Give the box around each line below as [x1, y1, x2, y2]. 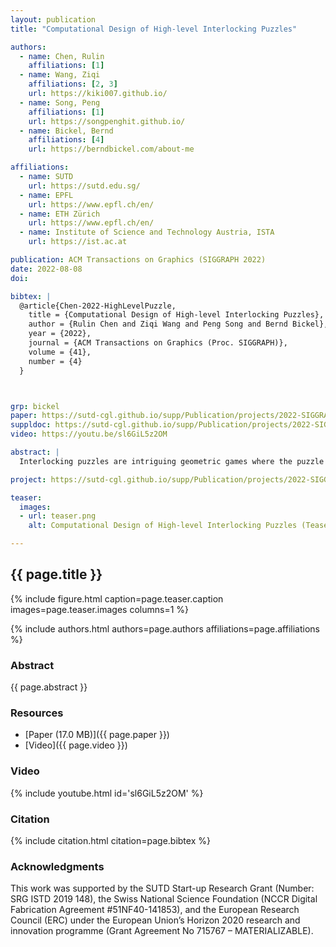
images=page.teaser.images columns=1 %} [10, 603, 190, 615]
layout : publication [10, 14, 97, 25]
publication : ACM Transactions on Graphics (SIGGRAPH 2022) [10, 255, 267, 265]
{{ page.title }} [10, 566, 103, 583]
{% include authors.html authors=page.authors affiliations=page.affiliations [10, 622, 320, 635]
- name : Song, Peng [19, 97, 101, 108]
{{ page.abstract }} [10, 681, 88, 693]
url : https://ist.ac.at [28, 237, 128, 247]
